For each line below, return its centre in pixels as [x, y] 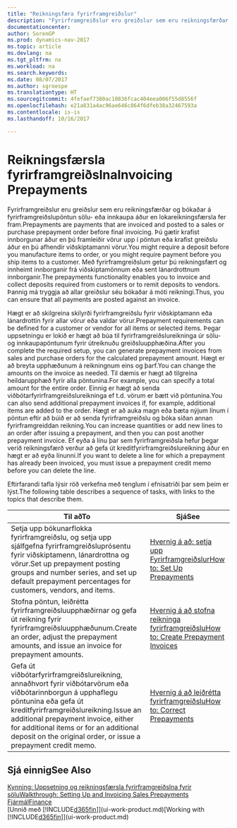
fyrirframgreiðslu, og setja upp [61, 537]
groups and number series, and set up [74, 572]
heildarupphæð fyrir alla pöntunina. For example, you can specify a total [111, 380]
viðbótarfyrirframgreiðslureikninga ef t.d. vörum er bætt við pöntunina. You [115, 395]
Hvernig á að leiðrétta [185, 692]
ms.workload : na [31, 66]
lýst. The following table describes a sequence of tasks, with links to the [111, 492]
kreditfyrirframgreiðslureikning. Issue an [76, 710]
